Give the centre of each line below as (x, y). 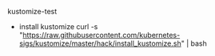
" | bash (194, 43)
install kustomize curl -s (58, 26)
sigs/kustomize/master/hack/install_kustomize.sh (100, 43)
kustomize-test (32, 11)
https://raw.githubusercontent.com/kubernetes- (102, 35)
